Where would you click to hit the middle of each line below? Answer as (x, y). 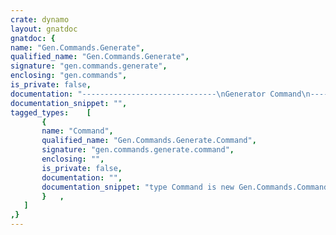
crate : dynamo (40, 19)
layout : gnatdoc (44, 29)
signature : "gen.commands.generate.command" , (138, 150)
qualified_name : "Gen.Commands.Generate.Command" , (149, 141)
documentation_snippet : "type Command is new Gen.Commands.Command (185, 187)
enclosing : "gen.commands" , (69, 76)
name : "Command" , (77, 131)
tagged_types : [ (51, 112)
